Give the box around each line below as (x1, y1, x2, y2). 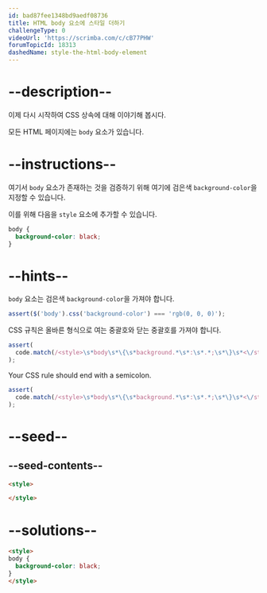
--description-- (8, 83, 113, 101)
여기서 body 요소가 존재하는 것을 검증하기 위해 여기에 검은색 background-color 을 (8, 182, 257, 192)
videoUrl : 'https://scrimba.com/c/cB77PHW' (8, 33, 155, 42)
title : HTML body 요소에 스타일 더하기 (8, 19, 126, 27)
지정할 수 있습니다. (8, 192, 66, 202)
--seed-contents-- (8, 459, 103, 473)
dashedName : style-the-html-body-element (8, 48, 148, 56)
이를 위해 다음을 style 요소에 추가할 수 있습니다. (8, 209, 157, 219)
